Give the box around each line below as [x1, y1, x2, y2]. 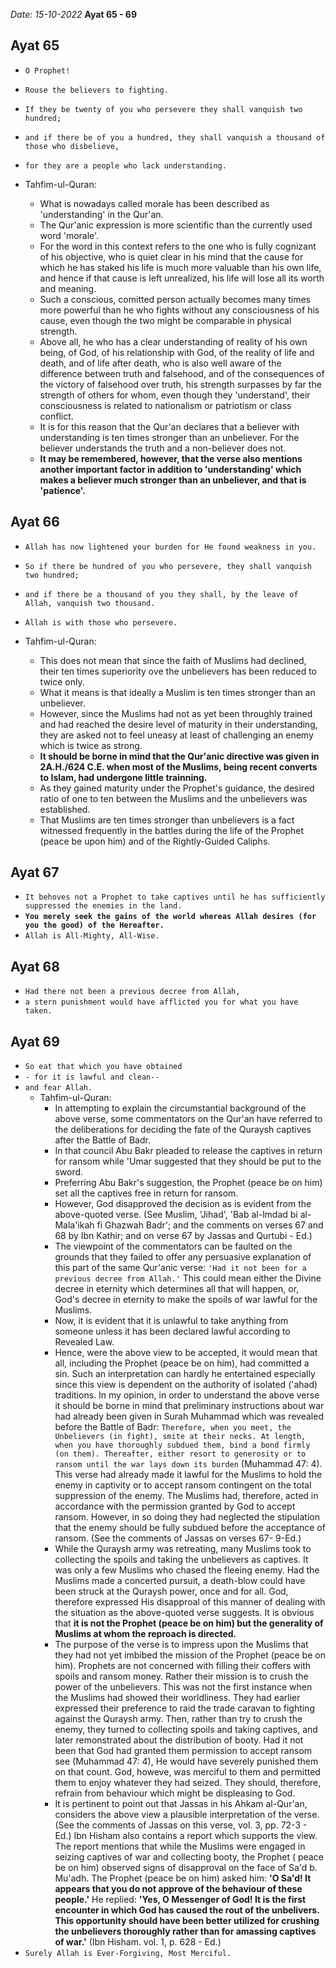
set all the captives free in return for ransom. [54, 1187, 239, 1199]
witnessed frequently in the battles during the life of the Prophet [39, 824, 305, 836]
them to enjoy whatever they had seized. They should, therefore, [54, 1777, 322, 1789]
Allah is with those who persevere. [24, 617, 178, 628]
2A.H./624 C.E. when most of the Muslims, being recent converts [39, 760, 318, 773]
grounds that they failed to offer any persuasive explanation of [54, 1251, 312, 1263]
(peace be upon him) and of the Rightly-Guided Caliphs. [39, 835, 271, 847]
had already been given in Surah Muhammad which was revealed [54, 1410, 324, 1423]
